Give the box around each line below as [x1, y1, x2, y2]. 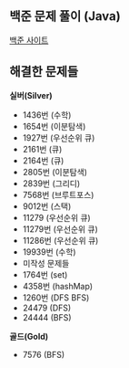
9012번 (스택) [22, 200, 72, 212]
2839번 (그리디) [22, 177, 80, 189]
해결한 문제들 [9, 64, 79, 79]
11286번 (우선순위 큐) [22, 235, 99, 246]
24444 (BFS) [22, 311, 72, 322]
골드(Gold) [9, 331, 49, 342]
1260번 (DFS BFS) [22, 291, 90, 303]
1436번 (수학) [22, 109, 72, 121]
